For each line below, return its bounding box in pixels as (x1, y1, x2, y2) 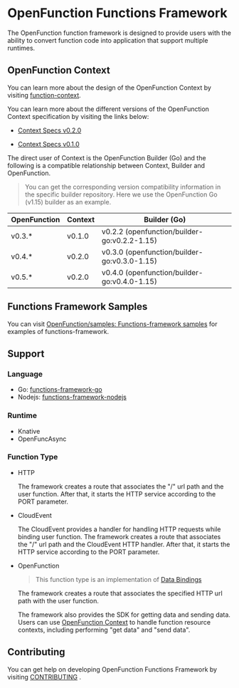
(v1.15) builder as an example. (24, 197, 112, 206)
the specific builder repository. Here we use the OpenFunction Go (24, 190, 218, 199)
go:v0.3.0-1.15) (101, 256, 158, 266)
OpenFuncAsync (17, 434, 67, 443)
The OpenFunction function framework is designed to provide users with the (7, 28, 231, 37)
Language (7, 369, 43, 379)
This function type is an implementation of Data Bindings (35, 575, 202, 583)
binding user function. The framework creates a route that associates (17, 532, 221, 541)
